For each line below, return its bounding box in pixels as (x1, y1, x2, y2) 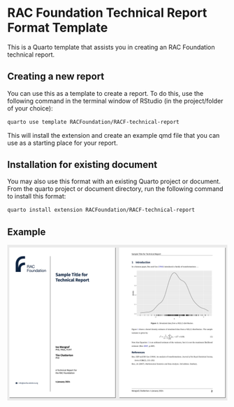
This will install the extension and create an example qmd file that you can (7, 131, 220, 139)
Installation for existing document (7, 159, 158, 171)
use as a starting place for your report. (7, 138, 118, 147)
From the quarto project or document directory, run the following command (7, 185, 224, 193)
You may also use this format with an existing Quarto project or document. (7, 177, 221, 186)
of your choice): (7, 103, 54, 113)
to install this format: (7, 192, 66, 201)
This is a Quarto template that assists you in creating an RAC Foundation (7, 43, 215, 51)
